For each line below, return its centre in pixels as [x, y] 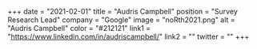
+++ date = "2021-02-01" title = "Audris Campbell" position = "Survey [122, 11]
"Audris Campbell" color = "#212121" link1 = [79, 28]
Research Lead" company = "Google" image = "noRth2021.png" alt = [121, 20]
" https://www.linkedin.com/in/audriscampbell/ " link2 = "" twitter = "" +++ [128, 36]
